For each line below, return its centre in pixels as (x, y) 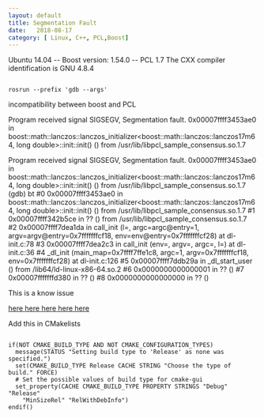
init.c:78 (21, 244)
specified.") (30, 359)
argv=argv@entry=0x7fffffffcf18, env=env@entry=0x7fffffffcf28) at (117, 236)
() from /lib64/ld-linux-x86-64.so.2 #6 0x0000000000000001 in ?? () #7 (126, 269)
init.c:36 (22, 253)
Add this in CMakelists (45, 324)
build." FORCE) (33, 373)
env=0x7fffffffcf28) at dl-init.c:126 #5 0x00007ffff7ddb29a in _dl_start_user (130, 261)
